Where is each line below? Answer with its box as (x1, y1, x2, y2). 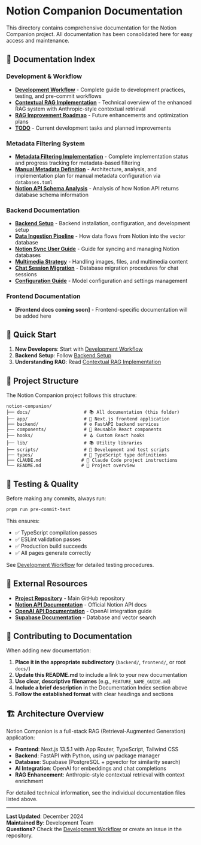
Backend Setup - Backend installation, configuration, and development (14, 220, 190, 227)
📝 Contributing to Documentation (6, 631, 133, 641)
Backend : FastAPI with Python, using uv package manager (14, 752, 160, 759)
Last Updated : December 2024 (6, 813, 84, 820)
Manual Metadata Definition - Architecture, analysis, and (14, 165, 157, 172)
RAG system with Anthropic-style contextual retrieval (14, 105, 146, 112)
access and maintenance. (6, 37, 70, 44)
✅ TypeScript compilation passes (14, 529, 98, 536)
